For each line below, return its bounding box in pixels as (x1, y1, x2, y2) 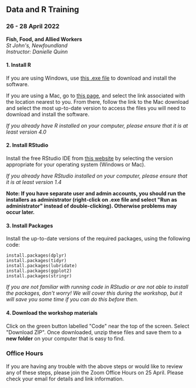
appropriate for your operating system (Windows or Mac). (6, 161, 146, 168)
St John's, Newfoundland (6, 42, 68, 49)
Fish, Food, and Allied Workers (6, 35, 82, 43)
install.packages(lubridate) (6, 263, 77, 269)
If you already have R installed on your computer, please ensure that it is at (6, 122, 188, 129)
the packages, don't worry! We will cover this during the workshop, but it (6, 290, 183, 297)
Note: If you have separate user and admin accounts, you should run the (6, 190, 186, 197)
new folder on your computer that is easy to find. (6, 335, 125, 342)
